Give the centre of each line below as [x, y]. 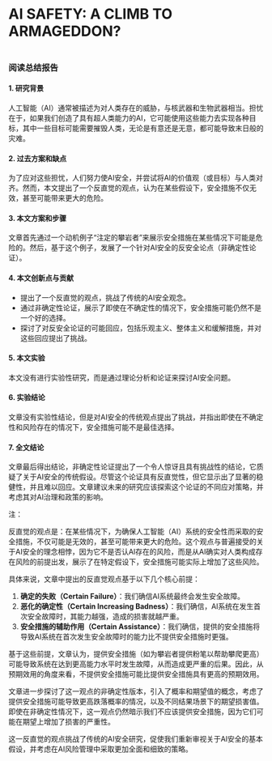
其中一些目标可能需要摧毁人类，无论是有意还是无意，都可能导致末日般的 [143, 128]
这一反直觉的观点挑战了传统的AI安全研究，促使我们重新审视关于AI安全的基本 [136, 739]
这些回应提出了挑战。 [55, 338]
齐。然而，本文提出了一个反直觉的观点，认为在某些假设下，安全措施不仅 [129, 188]
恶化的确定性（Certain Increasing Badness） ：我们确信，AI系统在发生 [137, 606]
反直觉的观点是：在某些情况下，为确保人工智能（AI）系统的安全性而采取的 [132, 532]
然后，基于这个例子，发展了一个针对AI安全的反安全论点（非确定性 [139, 248]
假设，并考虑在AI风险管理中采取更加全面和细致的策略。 [100, 749]
